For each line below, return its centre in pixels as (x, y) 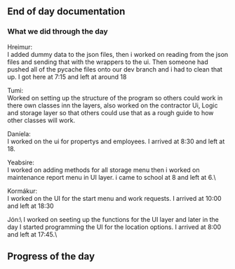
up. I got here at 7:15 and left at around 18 (67, 77)
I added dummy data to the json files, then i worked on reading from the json (118, 54)
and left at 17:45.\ (32, 234)
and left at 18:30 (31, 206)
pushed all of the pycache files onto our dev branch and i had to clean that (115, 69)
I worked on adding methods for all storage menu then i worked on (103, 170)
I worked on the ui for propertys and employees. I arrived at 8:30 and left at (116, 141)
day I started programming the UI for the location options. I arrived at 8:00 (114, 227)
